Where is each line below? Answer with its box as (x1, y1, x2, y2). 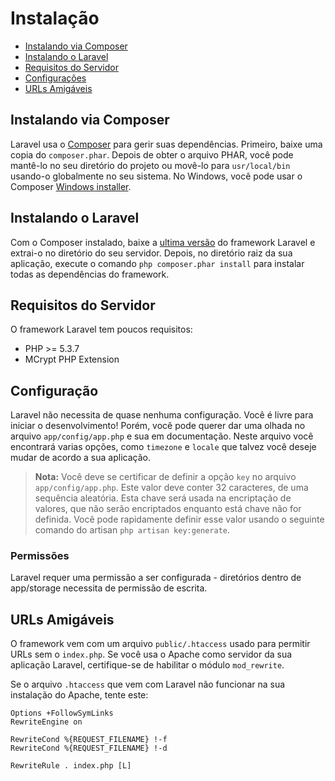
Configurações (24, 72, 87, 84)
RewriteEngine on (10, 717, 83, 727)
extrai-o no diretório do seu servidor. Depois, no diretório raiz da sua (10, 247, 293, 259)
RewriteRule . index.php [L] (10, 761, 132, 771)
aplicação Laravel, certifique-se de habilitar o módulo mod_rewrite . (10, 659, 285, 671)
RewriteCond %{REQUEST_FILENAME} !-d (10, 743, 168, 754)
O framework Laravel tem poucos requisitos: (10, 323, 193, 336)
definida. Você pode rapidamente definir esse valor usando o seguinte (34, 513, 325, 526)
